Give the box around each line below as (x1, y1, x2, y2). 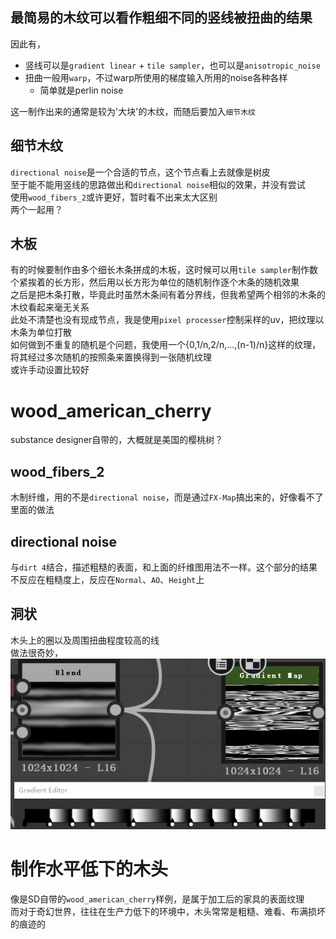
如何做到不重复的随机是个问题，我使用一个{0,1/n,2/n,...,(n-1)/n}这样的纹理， (10, 339, 322, 351)
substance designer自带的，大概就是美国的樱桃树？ (10, 434, 224, 446)
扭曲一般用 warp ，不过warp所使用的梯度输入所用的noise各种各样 (24, 71, 288, 83)
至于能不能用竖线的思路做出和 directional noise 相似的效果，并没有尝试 (10, 178, 306, 190)
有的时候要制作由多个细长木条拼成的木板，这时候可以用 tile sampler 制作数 (10, 264, 318, 276)
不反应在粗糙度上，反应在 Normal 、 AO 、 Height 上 (10, 574, 205, 585)
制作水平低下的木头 (10, 858, 169, 881)
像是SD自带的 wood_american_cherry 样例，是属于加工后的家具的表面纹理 (10, 893, 305, 905)
